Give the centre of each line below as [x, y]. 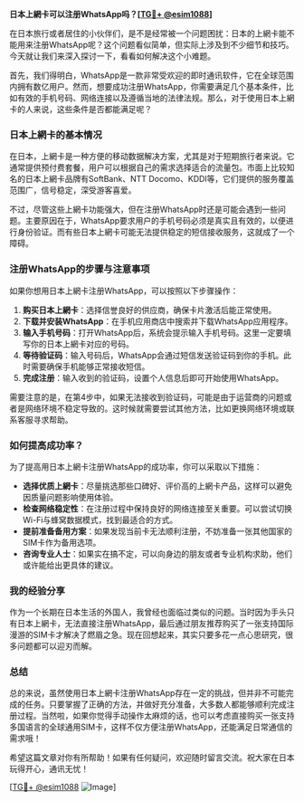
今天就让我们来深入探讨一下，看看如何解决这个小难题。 [112, 56]
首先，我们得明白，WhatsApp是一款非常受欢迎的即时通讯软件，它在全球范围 [152, 75]
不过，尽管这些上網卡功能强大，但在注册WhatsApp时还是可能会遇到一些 [144, 210]
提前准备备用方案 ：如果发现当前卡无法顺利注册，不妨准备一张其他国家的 [157, 531]
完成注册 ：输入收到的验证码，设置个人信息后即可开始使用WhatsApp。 [153, 377]
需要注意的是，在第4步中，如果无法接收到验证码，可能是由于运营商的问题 [147, 396]
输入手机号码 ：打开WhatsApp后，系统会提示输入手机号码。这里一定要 [153, 332]
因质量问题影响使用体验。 [70, 497]
